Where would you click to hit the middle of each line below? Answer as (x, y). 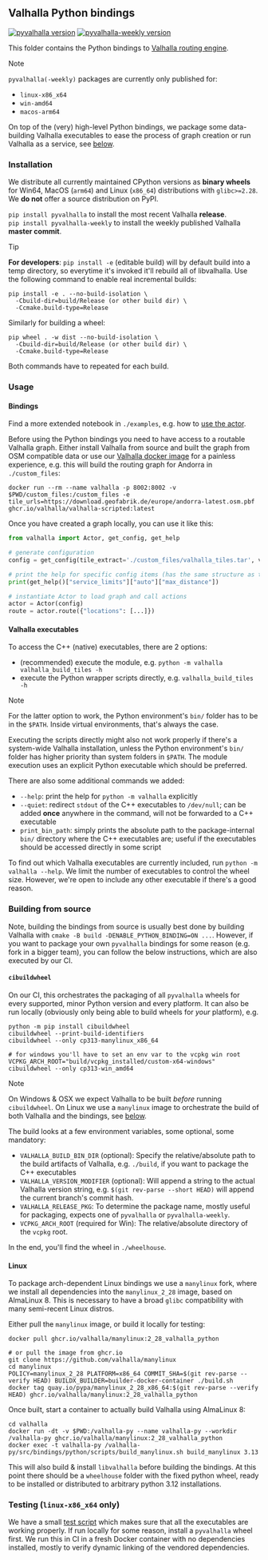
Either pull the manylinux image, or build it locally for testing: (107, 1324)
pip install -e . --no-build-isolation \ (78, 294)
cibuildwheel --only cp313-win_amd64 (71, 1069)
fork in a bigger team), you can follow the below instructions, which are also (133, 952)
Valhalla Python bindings (72, 13)
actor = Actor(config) (46, 604)
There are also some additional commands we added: (97, 781)
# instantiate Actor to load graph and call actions (98, 596)
